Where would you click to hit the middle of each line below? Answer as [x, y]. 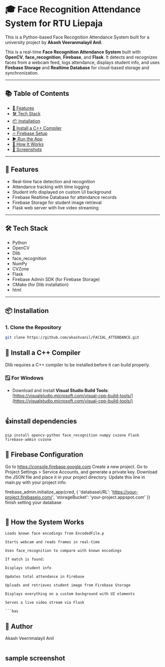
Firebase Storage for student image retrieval [57, 202]
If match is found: [25, 559]
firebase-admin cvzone [28, 439]
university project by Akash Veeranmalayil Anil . [54, 42]
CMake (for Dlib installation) [40, 285]
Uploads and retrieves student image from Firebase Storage [68, 586]
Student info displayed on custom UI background [62, 192]
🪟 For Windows [24, 378]
